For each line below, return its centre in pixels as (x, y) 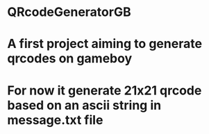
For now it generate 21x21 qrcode (104, 90)
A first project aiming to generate (105, 44)
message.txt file (55, 120)
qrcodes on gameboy (70, 59)
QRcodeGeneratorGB (69, 12)
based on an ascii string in (84, 105)
